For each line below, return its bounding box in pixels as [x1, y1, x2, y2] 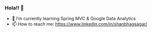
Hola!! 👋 [4, 4, 24, 11]
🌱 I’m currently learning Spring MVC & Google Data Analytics [11, 16, 136, 22]
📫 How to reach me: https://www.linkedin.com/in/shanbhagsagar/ [11, 21, 148, 27]
